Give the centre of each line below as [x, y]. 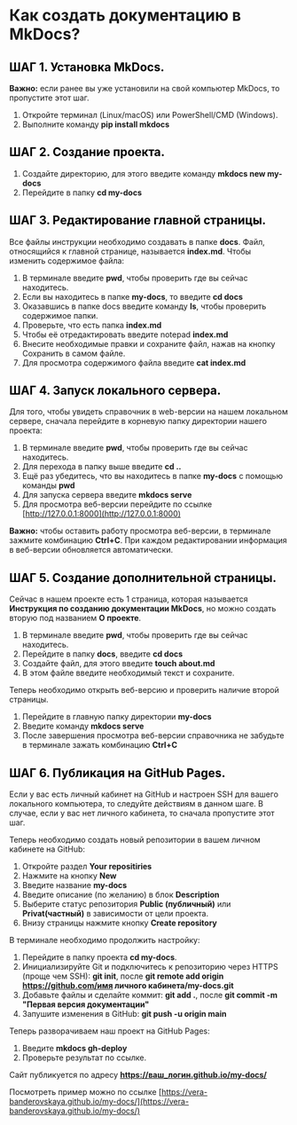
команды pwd [48, 485]
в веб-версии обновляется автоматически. [91, 550]
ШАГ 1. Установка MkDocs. [87, 67]
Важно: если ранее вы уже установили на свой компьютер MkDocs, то [145, 88]
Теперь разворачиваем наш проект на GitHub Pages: [109, 1031]
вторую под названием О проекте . [75, 618]
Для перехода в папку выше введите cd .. [102, 467]
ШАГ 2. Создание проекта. [87, 152]
